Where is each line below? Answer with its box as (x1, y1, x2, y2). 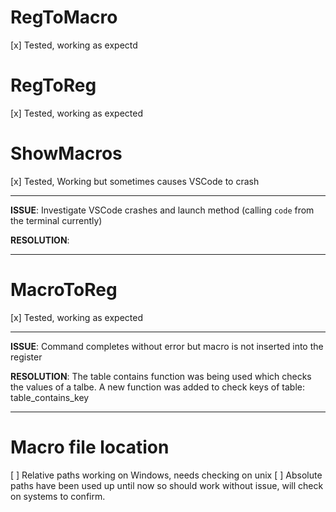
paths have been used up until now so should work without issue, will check (10, 479, 324, 491)
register (10, 351, 43, 363)
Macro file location (10, 436, 170, 458)
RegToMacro (10, 6, 118, 29)
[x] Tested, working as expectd (10, 39, 138, 51)
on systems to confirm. (10, 490, 106, 502)
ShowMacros (10, 142, 123, 165)
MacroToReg (10, 279, 118, 301)
